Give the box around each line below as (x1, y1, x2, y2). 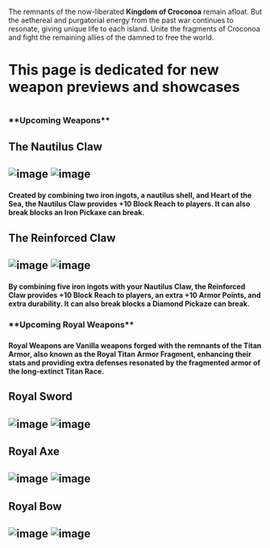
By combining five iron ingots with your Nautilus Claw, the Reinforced (8, 282, 246, 291)
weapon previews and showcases (8, 78, 240, 96)
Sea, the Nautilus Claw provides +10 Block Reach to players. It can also (8, 199, 251, 209)
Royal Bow (8, 500, 62, 513)
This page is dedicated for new (8, 61, 219, 79)
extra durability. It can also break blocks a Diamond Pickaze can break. (8, 299, 251, 308)
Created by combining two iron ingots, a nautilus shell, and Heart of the (8, 190, 252, 200)
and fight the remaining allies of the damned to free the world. (8, 32, 214, 42)
